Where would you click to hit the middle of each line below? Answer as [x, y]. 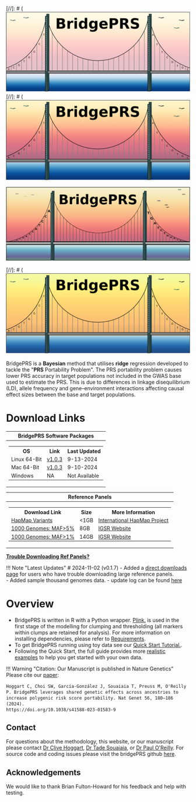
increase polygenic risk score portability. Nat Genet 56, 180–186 [90, 698]
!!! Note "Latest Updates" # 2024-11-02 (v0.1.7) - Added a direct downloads [97, 567]
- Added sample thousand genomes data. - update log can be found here [94, 580]
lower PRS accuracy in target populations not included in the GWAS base [94, 376]
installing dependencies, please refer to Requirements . [80, 638]
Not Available [83, 476]
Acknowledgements [43, 772]
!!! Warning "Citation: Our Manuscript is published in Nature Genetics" [90, 669]
